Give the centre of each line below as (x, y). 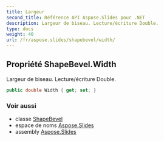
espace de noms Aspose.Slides (54, 125)
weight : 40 (20, 34)
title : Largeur (26, 12)
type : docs (20, 29)
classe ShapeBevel (39, 119)
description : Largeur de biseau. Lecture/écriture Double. (83, 23)
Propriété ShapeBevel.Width (61, 64)
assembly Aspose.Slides (46, 131)
